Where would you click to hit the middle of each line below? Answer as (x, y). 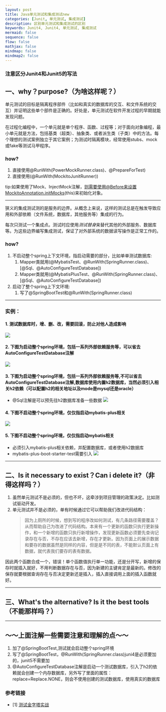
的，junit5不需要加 (31, 661)
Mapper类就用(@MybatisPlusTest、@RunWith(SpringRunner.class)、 (90, 274)
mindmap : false (21, 51)
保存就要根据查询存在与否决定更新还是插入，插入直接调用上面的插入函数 (79, 574)
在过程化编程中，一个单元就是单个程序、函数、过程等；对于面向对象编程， (81, 127)
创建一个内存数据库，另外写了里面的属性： (69, 673)
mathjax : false (21, 46)
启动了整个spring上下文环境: (41, 286)
